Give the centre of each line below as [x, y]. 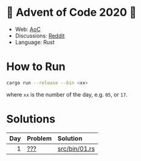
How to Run [36, 67]
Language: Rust [35, 42]
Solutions [31, 119]
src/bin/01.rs [76, 148]
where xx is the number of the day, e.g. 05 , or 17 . [67, 94]
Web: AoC [28, 29]
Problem [40, 138]
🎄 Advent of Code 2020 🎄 [71, 12]
